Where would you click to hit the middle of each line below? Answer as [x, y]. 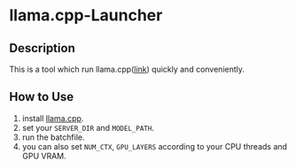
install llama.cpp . [53, 118]
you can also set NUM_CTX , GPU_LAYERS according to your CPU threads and [155, 146]
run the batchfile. [53, 137]
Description [42, 48]
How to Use [42, 97]
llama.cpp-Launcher [86, 15]
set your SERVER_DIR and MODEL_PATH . [88, 127]
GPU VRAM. [44, 156]
